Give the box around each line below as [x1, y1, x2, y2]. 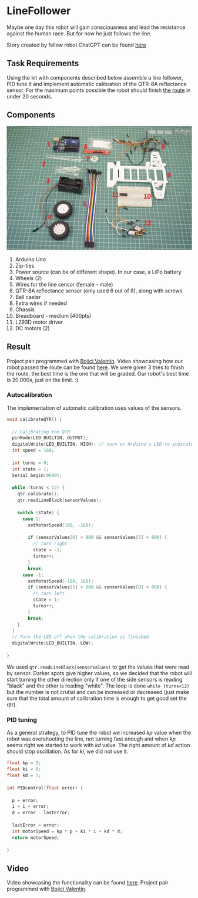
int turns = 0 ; [12, 460, 49, 466]
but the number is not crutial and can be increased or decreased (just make [6, 688, 190, 695]
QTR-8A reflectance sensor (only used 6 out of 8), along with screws [15, 287, 183, 294]
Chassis [15, 305, 35, 313]
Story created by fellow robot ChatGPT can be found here [6, 41, 146, 48]
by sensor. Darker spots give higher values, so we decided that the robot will [6, 669, 192, 676]
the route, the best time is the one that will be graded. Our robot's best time [6, 370, 189, 377]
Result [6, 342, 31, 352]
